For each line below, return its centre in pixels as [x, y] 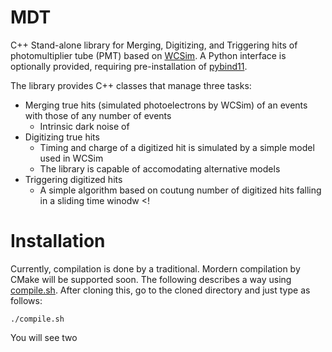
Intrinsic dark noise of [84, 126]
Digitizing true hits [62, 137]
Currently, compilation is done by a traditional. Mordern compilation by [155, 268]
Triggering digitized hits [73, 179]
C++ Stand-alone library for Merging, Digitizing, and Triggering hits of [154, 45]
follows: [26, 300]
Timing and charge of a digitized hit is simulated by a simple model [177, 147]
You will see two [44, 337]
